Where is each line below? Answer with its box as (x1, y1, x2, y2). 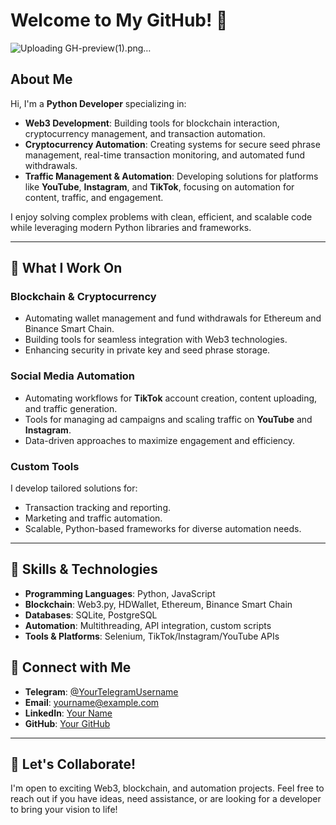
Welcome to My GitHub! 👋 (10, 9, 228, 32)
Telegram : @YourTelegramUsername (24, 685, 179, 698)
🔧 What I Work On (10, 260, 123, 277)
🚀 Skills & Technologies (10, 561, 158, 578)
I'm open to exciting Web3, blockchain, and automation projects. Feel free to (10, 782, 325, 794)
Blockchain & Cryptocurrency (10, 290, 157, 304)
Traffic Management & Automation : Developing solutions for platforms (24, 170, 319, 182)
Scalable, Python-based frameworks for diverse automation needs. (24, 523, 302, 535)
